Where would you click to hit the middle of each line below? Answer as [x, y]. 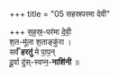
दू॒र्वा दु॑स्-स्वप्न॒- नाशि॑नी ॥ [44, 62]
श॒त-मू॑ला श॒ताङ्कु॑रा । [41, 42]
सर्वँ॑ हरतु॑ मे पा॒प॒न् [32, 52]
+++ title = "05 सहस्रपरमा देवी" [60, 14]
